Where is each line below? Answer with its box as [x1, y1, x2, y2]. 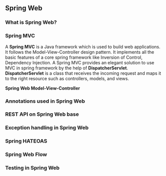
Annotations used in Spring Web [5, 97, 85, 104]
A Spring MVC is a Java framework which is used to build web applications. [5, 43, 161, 49]
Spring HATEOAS [5, 138, 48, 145]
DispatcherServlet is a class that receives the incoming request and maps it [5, 70, 162, 76]
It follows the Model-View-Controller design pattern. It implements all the [5, 49, 155, 55]
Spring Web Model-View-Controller [5, 85, 81, 91]
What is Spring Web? [5, 19, 57, 26]
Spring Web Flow [5, 151, 47, 158]
